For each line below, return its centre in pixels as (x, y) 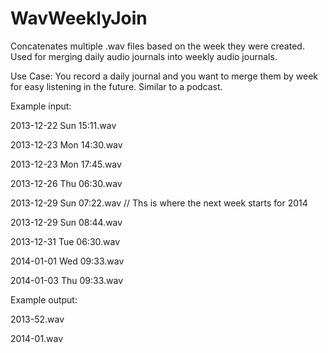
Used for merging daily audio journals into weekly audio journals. (144, 56)
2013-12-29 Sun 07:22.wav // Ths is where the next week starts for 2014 (159, 203)
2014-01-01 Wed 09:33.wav (67, 261)
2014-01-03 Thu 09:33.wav (67, 280)
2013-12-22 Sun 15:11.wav (63, 125)
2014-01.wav (37, 338)
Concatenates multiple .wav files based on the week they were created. (157, 46)
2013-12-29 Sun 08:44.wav (66, 222)
